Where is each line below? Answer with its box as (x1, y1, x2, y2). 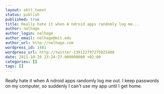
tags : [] (5, 64, 24, 69)
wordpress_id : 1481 (5, 45, 47, 50)
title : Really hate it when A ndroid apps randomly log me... (5, 21, 140, 27)
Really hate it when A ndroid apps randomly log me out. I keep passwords (5, 78, 159, 84)
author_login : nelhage (5, 31, 53, 36)
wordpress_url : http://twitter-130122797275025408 (5, 50, 115, 55)
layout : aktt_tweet (5, 7, 47, 13)
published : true (5, 17, 40, 22)
